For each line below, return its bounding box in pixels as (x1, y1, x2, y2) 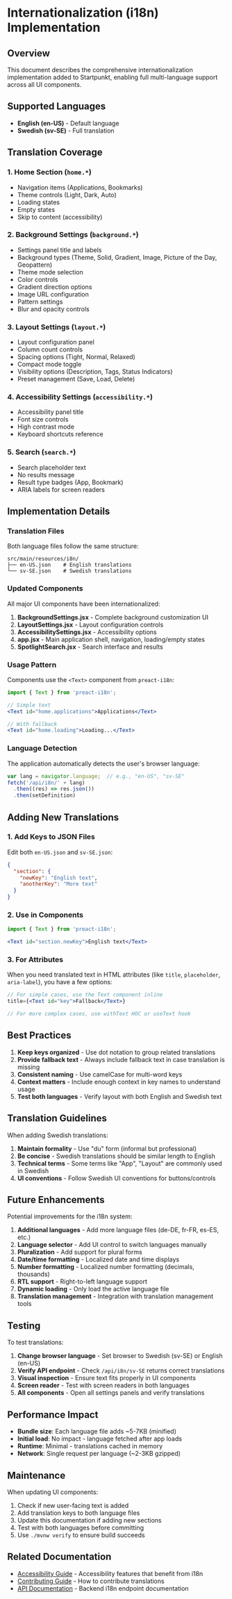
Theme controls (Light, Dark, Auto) (17, 190, 117, 199)
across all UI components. (7, 81, 82, 88)
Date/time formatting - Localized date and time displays (17, 1255, 179, 1264)
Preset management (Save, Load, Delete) (17, 375, 135, 383)
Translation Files (7, 527, 65, 536)
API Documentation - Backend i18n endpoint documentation (17, 1584, 189, 1592)
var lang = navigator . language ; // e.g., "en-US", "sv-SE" (7, 772, 185, 779)
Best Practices (7, 1029, 72, 1041)
